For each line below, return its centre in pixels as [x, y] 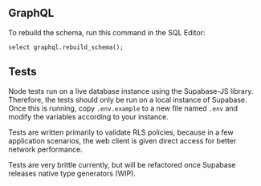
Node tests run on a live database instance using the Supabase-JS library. [131, 91]
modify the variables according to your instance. [88, 116]
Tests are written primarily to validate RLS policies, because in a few [121, 132]
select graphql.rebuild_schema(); [66, 47]
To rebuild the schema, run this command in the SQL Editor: [107, 32]
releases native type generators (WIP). [72, 173]
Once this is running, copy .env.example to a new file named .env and [123, 108]
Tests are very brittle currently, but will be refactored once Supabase [122, 164]
